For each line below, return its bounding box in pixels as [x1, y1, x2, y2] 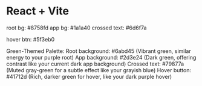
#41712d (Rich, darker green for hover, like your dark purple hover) [6, 73, 172, 80]
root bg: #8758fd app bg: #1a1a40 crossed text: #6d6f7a [6, 24, 147, 31]
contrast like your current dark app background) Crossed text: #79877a [6, 60, 184, 67]
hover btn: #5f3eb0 [6, 35, 55, 43]
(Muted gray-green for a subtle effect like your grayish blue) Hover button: [6, 66, 192, 73]
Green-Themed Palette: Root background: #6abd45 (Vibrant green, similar [6, 47, 192, 55]
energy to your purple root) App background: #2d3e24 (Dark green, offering [6, 54, 197, 61]
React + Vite [6, 4, 70, 18]
